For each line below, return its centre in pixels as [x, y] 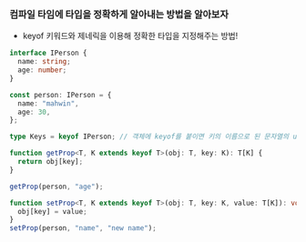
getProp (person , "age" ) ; [56, 187]
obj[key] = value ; [53, 211]
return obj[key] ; [51, 162]
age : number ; [42, 70]
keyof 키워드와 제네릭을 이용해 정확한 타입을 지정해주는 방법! [130, 36]
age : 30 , [34, 112]
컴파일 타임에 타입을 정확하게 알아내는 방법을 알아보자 [119, 14]
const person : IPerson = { [61, 95]
